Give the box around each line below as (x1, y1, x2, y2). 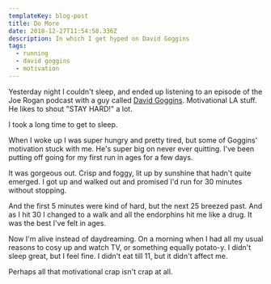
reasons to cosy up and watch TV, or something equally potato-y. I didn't (8, 242, 252, 252)
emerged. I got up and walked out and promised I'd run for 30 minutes (8, 176, 243, 186)
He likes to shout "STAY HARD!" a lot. (8, 104, 133, 113)
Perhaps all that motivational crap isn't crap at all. (8, 266, 173, 276)
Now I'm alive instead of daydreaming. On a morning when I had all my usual (8, 234, 264, 244)
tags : (8, 42, 27, 50)
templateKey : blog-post (8, 11, 89, 20)
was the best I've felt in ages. (8, 218, 107, 227)
